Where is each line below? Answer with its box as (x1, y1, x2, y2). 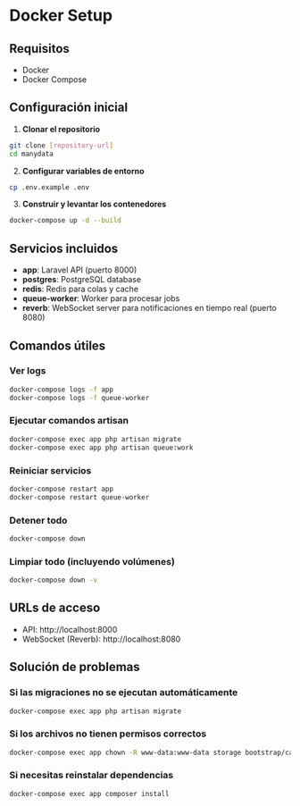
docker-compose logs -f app (9, 385, 114, 394)
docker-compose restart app (9, 484, 114, 493)
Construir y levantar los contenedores (21, 198, 167, 210)
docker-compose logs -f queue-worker (9, 393, 150, 402)
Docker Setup (9, 5, 113, 26)
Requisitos (9, 41, 70, 56)
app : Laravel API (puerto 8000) (21, 264, 137, 275)
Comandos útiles (9, 338, 106, 353)
